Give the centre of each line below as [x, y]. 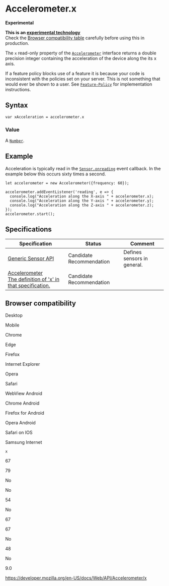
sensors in [136, 258]
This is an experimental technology [43, 32]
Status [93, 243]
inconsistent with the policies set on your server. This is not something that [83, 79]
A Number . [15, 141]
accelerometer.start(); [30, 214]
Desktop [14, 315]
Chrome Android [22, 403]
